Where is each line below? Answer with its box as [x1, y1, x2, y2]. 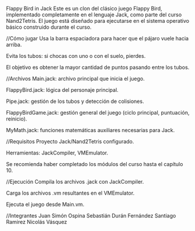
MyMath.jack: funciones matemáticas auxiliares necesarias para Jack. [6, 127, 175, 133]
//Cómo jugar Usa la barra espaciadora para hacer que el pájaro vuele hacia [6, 35, 189, 42]
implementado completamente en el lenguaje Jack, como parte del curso [6, 11, 182, 18]
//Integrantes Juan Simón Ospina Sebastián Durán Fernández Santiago [6, 212, 176, 219]
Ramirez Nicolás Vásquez [6, 219, 67, 225]
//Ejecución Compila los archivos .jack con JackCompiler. [6, 178, 144, 185]
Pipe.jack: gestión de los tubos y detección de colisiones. [6, 98, 144, 105]
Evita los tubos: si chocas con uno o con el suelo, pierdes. [6, 53, 146, 59]
